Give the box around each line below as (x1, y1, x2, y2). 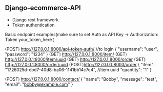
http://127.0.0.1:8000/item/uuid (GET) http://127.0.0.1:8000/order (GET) (5, 56, 146, 62)
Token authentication (12, 22, 55, 28)
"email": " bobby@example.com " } (5, 81, 73, 87)
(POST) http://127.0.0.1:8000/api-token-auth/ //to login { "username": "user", (5, 46, 159, 52)
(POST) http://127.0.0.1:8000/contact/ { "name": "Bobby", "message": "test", (5, 76, 158, 82)
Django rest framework (12, 17, 59, 22)
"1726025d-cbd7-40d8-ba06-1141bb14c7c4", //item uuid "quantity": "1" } (5, 67, 152, 73)
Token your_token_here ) (5, 37, 55, 42)
